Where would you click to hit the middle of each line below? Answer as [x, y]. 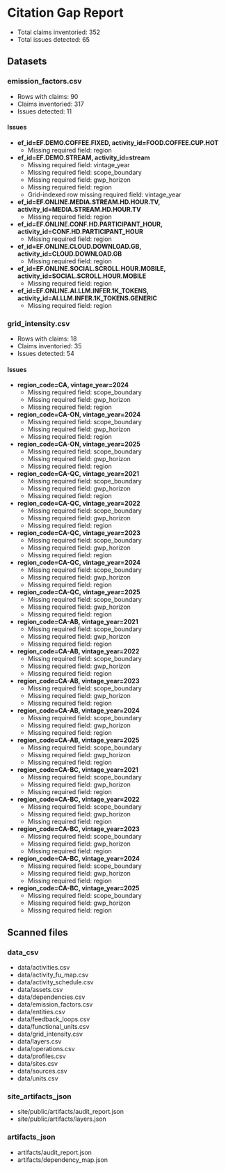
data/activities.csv [43, 968]
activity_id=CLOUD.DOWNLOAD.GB [70, 254]
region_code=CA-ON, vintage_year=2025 [79, 444]
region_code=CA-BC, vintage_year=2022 [79, 800]
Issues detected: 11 [44, 111]
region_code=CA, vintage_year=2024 [73, 385]
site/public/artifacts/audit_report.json [70, 1112]
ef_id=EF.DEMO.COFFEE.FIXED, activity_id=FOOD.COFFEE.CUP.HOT [118, 142]
